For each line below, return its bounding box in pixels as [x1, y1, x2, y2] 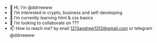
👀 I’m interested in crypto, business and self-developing [9, 10, 122, 15]
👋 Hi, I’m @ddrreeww [9, 5, 53, 10]
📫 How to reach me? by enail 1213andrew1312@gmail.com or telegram [9, 26, 153, 31]
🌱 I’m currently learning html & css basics [9, 15, 93, 20]
